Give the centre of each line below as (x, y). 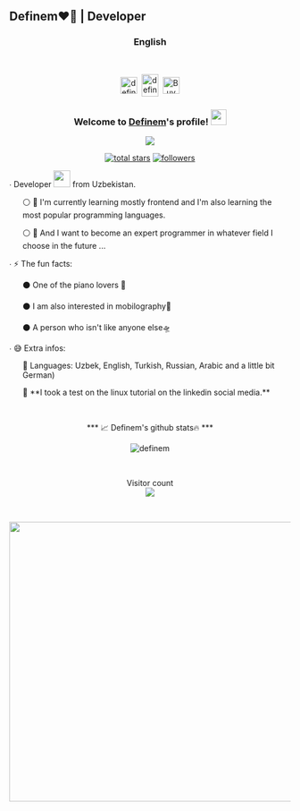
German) (38, 375)
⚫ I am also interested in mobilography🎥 (96, 306)
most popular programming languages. (94, 215)
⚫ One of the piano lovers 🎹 (74, 285)
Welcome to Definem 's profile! (141, 122)
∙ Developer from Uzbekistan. (73, 184)
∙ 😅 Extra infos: (37, 348)
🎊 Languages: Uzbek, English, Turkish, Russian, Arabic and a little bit (148, 365)
